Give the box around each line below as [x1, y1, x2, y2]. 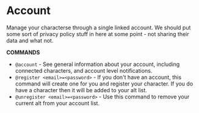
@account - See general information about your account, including [15, 60, 180, 68]
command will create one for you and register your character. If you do [15, 80, 194, 87]
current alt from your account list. [15, 99, 99, 107]
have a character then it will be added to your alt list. [15, 86, 148, 93]
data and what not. [6, 37, 54, 44]
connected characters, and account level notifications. [15, 67, 153, 74]
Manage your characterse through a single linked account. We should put [6, 24, 191, 31]
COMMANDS [6, 48, 40, 56]
